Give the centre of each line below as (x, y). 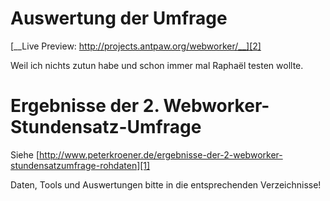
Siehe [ (25, 154)
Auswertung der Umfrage (119, 18)
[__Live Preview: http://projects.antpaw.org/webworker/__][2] (136, 46)
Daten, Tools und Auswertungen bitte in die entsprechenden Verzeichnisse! (166, 184)
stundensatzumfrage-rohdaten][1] (80, 165)
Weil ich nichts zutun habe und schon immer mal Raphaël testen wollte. (157, 65)
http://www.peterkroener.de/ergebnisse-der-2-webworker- (161, 154)
